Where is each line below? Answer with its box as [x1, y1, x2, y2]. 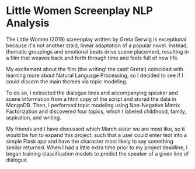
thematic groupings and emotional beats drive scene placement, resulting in [6, 48, 189, 55]
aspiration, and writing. [6, 114, 61, 121]
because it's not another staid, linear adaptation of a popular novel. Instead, [6, 42, 188, 49]
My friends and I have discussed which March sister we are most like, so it [6, 125, 185, 132]
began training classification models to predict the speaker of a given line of [6, 150, 189, 157]
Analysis [6, 16, 50, 30]
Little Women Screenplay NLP [6, 4, 153, 17]
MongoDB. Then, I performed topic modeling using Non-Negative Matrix [6, 101, 180, 108]
